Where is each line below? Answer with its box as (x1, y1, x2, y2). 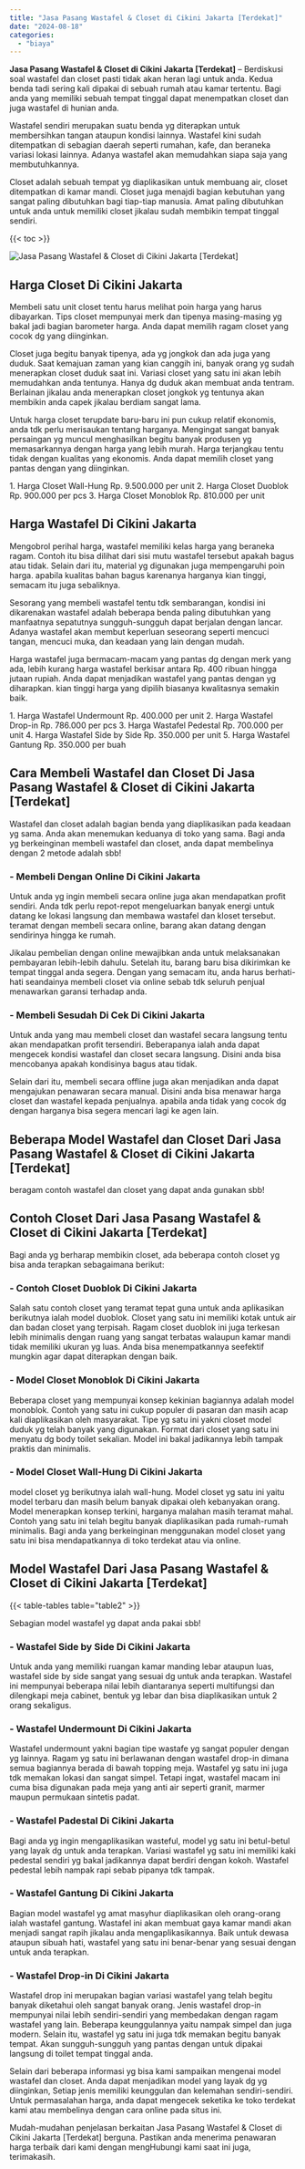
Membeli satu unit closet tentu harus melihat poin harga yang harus (9, 302, 262, 313)
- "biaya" (17, 38, 55, 48)
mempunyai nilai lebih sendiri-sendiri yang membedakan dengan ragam (9, 2009, 279, 2020)
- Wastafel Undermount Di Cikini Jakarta (9, 1722, 192, 1735)
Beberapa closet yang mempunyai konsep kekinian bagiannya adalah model (9, 1395, 294, 1406)
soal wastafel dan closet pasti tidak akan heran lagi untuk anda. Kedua (9, 74, 273, 85)
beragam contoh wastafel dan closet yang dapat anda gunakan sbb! (9, 1185, 265, 1196)
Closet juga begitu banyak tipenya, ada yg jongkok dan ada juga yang (9, 348, 270, 359)
